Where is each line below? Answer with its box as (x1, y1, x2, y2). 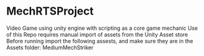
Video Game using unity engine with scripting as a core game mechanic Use (6, 24, 198, 32)
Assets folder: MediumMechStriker (6, 44, 94, 51)
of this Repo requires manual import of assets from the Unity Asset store (6, 30, 188, 38)
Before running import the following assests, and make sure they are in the (6, 37, 194, 44)
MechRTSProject (6, 4, 94, 18)
